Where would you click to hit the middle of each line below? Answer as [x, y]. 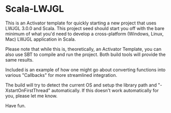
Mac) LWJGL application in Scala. [41, 39]
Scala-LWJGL [35, 9]
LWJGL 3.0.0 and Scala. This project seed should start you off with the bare [85, 28]
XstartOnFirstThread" [28, 90]
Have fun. [16, 105]
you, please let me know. [31, 96]
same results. [19, 60]
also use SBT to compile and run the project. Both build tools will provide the [86, 54]
